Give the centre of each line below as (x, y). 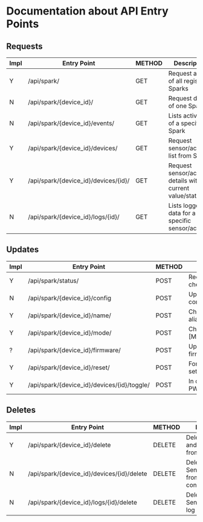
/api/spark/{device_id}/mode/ (70, 332)
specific (180, 221)
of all (175, 81)
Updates (23, 250)
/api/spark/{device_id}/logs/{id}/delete (82, 502)
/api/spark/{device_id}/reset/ (69, 367)
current (179, 188)
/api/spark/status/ (53, 280)
